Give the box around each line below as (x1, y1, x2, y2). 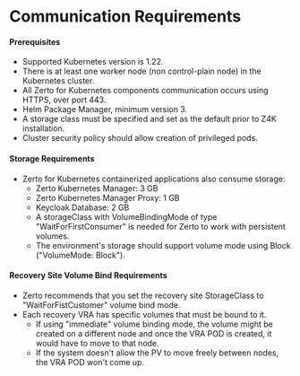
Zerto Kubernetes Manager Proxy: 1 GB (35, 192, 181, 203)
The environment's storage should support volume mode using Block (35, 240, 291, 250)
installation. (21, 123, 65, 134)
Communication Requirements (9, 6, 242, 27)
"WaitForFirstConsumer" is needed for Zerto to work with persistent (35, 221, 287, 232)
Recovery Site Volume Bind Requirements (9, 270, 167, 281)
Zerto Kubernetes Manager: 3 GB (35, 182, 159, 194)
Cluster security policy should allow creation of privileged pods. (21, 133, 258, 144)
